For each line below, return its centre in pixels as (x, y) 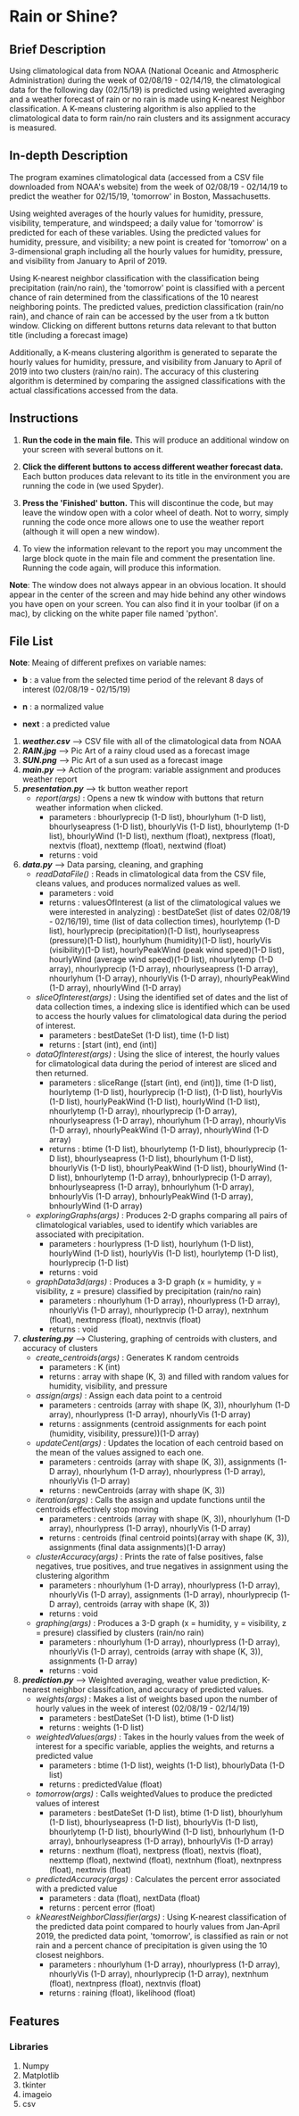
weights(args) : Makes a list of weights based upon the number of (157, 1699)
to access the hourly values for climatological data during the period (161, 1017)
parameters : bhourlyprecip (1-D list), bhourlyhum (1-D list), (158, 817)
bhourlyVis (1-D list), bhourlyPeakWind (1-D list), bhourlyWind (162, 1168)
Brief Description (58, 50)
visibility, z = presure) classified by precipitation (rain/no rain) (148, 1291)
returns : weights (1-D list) (96, 1728)
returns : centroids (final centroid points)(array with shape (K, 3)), (169, 1538)
